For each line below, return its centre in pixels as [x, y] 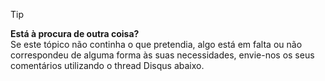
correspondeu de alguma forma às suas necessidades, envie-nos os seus [162, 55]
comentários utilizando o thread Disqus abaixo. [107, 65]
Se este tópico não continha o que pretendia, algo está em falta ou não [156, 44]
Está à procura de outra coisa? [75, 33]
